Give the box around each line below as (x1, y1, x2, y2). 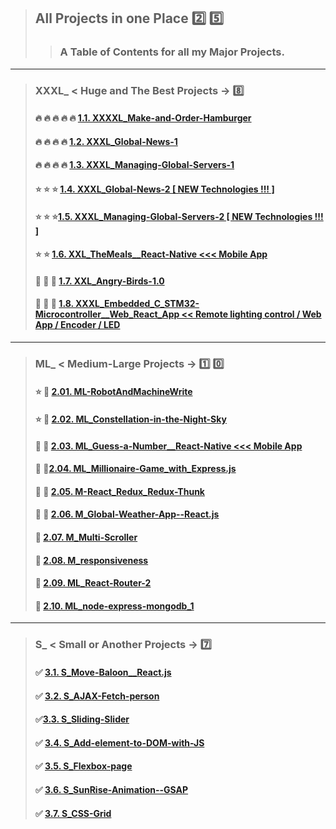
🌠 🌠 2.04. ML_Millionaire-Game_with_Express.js (34, 463, 237, 475)
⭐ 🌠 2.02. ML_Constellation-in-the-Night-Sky (34, 413, 227, 425)
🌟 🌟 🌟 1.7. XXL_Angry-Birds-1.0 (34, 275, 165, 287)
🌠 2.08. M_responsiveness (34, 554, 149, 566)
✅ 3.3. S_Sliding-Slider (34, 713, 130, 725)
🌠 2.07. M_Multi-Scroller (34, 531, 138, 544)
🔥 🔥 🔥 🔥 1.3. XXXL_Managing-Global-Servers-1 (34, 159, 235, 171)
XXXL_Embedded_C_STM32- (75, 298, 200, 310)
